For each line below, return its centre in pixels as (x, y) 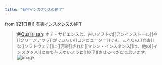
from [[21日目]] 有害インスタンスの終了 (44, 24)
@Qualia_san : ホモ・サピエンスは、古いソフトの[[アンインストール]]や (87, 34)
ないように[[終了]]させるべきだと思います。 (106, 52)
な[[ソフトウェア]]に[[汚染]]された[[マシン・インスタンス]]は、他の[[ (85, 46)
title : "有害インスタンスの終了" (35, 9)
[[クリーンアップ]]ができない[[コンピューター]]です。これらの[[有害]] (85, 40)
